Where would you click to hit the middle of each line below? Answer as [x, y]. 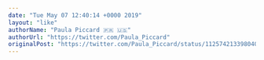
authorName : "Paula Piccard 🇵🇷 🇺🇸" [70, 30]
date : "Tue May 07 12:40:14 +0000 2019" [75, 15]
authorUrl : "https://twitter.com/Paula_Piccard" [89, 37]
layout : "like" [33, 23]
